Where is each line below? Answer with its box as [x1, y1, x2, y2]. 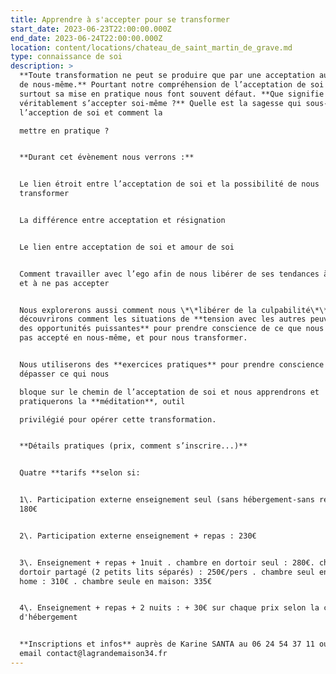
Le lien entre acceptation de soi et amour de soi [19, 242, 235, 252]
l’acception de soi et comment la [19, 107, 163, 118]
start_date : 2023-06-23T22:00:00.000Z [10, 24, 172, 34]
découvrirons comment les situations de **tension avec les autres [19, 314, 307, 325]
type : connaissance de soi [10, 52, 123, 62]
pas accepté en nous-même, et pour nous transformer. [19, 333, 248, 343]
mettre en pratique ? [19, 126, 110, 136]
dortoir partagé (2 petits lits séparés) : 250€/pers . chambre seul [19, 567, 315, 577]
